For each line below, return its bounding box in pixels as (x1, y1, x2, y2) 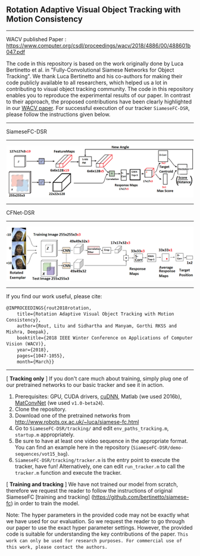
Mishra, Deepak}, (6, 329, 49, 335)
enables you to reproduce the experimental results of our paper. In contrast (6, 91, 191, 99)
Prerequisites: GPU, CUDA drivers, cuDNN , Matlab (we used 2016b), (14, 393, 182, 400)
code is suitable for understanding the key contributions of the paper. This (6, 530, 189, 537)
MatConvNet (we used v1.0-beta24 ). (14, 399, 105, 406)
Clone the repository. (14, 405, 67, 413)
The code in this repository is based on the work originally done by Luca (6, 60, 183, 67)
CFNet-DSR (6, 209, 35, 216)
